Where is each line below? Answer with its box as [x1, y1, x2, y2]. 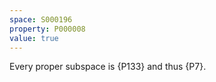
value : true [9, 33, 59, 43]
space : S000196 [9, 14, 73, 25]
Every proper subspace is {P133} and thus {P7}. [9, 61, 207, 73]
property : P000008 [9, 24, 86, 34]
